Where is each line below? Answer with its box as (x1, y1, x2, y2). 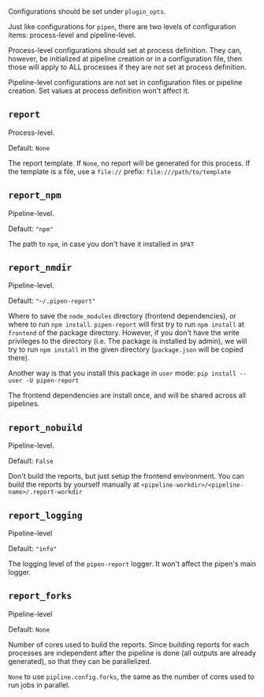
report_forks (8, 591, 73, 602)
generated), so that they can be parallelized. (8, 656, 152, 665)
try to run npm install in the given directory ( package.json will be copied (8, 345, 244, 354)
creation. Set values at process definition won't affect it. (8, 86, 190, 95)
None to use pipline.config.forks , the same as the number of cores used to (8, 672, 255, 681)
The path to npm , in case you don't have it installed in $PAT (8, 239, 195, 248)
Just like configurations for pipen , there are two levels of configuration (8, 22, 236, 31)
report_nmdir (8, 262, 73, 274)
